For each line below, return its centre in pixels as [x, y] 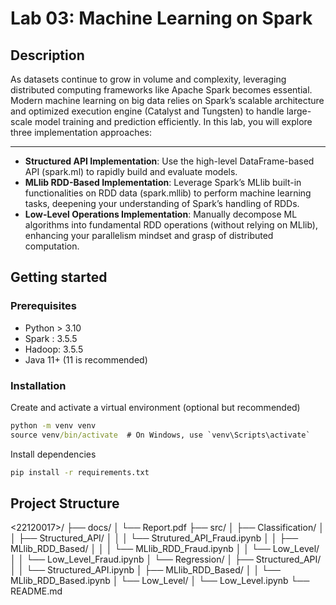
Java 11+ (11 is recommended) [86, 359]
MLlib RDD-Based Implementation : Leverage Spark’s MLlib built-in [163, 182]
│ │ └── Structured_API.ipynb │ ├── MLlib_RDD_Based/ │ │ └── [145, 570]
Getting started [59, 277]
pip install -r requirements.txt [80, 472]
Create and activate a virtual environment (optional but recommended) [155, 407]
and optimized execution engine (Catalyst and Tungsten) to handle [147, 111]
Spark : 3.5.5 [51, 338]
